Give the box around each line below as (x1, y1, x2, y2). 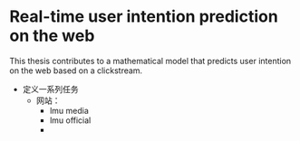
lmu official (49, 115, 92, 126)
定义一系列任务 (22, 83, 79, 94)
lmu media (49, 105, 89, 116)
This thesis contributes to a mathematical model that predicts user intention (9, 55, 292, 66)
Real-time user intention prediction (9, 6, 278, 27)
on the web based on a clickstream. (9, 65, 143, 76)
